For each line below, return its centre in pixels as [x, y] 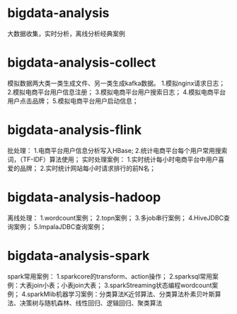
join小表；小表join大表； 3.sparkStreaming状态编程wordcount [122, 285]
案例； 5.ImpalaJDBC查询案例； [60, 226]
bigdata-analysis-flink [75, 130]
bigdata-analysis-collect [82, 63]
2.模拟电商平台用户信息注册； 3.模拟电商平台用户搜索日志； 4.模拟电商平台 [117, 92]
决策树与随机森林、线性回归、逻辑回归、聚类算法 [91, 303]
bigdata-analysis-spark [79, 256]
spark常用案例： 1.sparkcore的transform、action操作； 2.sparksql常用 [110, 276]
